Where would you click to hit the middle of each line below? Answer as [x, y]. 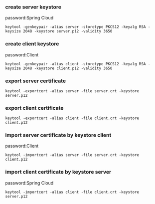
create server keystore [33, 7]
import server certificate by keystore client [58, 135]
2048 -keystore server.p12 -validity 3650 [68, 31]
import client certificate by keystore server [58, 172]
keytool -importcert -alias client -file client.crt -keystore [72, 192]
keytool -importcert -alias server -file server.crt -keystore [72, 155]
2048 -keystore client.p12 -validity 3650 [68, 68]
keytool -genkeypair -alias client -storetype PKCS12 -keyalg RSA [76, 64]
